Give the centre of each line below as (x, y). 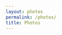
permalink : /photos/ (31, 17)
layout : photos (24, 12)
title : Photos (23, 23)
